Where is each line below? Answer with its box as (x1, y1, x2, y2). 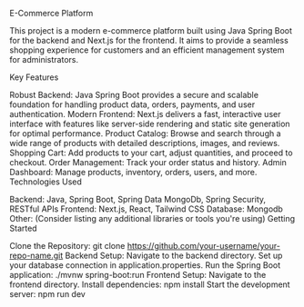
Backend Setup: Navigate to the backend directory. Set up (65, 250, 283, 261)
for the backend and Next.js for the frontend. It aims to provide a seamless (9, 35, 289, 45)
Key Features (9, 72, 59, 83)
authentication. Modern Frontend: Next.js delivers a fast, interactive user (9, 109, 281, 119)
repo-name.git (9, 250, 64, 261)
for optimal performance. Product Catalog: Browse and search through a (9, 128, 281, 139)
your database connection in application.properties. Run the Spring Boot (9, 260, 281, 271)
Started (9, 223, 38, 233)
